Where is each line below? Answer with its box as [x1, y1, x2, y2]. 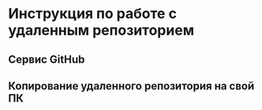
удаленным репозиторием [8, 21, 195, 39]
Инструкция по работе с [8, 5, 178, 23]
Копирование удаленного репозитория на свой [8, 79, 255, 93]
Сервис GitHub [8, 53, 85, 66]
